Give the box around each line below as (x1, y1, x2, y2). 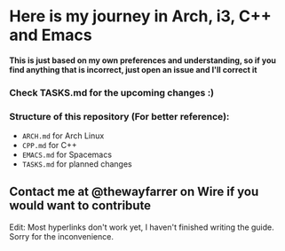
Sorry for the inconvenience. (9, 231, 114, 241)
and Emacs (9, 25, 92, 45)
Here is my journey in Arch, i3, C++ (9, 6, 273, 27)
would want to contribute (9, 198, 152, 214)
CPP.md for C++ (21, 140, 77, 150)
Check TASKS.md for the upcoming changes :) (9, 86, 215, 98)
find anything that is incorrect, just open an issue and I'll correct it (9, 64, 257, 75)
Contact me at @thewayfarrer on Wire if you (9, 184, 259, 200)
